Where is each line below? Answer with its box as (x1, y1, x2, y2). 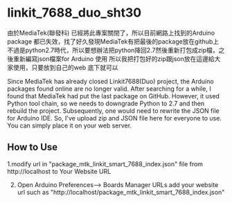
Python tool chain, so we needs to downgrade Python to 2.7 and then (7, 99, 205, 107)
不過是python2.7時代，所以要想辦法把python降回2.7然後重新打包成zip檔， (7, 46, 220, 54)
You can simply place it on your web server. (7, 121, 132, 130)
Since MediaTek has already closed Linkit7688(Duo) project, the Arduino (7, 77, 214, 85)
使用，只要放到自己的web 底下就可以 (12, 63, 118, 71)
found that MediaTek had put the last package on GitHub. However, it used (7, 91, 220, 100)
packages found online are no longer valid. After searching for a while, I (7, 85, 211, 93)
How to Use (7, 141, 58, 153)
